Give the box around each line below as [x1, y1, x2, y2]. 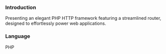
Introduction [5, 4, 36, 11]
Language [5, 33, 31, 40]
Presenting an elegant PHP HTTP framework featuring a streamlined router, [5, 15, 161, 21]
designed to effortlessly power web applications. [5, 20, 107, 26]
